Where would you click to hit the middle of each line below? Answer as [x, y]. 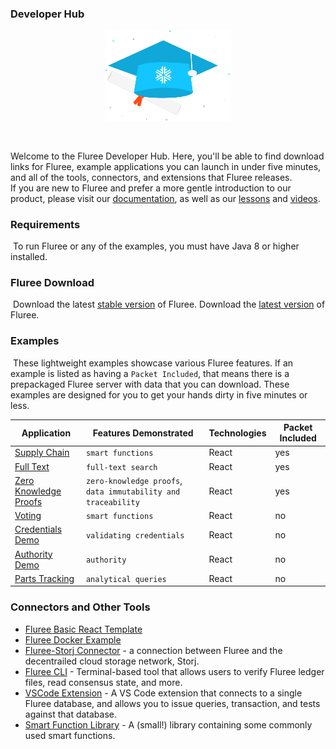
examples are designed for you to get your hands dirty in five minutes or [159, 394]
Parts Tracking [44, 578]
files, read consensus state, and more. [103, 682]
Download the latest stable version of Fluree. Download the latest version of [169, 304]
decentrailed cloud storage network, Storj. [112, 661]
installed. [29, 257]
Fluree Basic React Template [83, 629]
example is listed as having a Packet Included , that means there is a [150, 373]
